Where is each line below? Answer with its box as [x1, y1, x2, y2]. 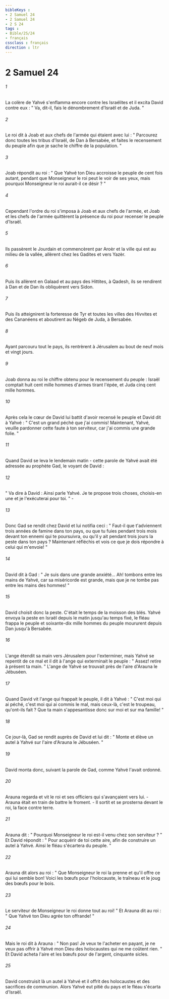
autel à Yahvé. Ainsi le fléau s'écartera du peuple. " [5, 842, 111, 849]
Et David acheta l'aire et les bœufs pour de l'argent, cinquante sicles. [5, 951, 149, 957]
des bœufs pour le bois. [5, 880, 55, 887]
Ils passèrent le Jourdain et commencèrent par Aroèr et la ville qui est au [5, 246, 156, 252]
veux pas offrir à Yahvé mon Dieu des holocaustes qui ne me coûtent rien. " [5, 945, 162, 952]
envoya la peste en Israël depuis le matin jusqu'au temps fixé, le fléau [5, 614, 150, 621]
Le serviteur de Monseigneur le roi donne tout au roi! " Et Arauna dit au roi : [5, 908, 161, 914]
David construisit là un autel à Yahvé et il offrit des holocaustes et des [5, 978, 150, 984]
